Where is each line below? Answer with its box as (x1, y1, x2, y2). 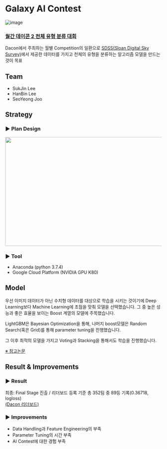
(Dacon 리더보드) (5, 401, 39, 407)
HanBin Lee (12, 91, 36, 97)
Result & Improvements (5, 363, 79, 371)
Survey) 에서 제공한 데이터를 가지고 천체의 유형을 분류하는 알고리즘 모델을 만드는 (5, 51, 161, 57)
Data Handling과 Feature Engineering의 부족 (12, 426, 102, 432)
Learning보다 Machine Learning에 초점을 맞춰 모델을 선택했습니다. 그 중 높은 (5, 304, 156, 310)
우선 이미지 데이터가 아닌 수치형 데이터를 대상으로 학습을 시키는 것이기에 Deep (5, 297, 157, 304)
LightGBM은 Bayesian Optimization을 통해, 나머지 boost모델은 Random (5, 321, 147, 327)
